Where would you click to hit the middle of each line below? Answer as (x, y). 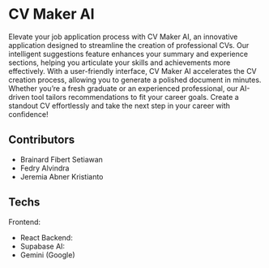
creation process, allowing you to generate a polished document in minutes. (135, 80)
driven (19, 97)
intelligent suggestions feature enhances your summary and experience (128, 54)
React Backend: (46, 237)
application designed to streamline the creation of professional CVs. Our (129, 45)
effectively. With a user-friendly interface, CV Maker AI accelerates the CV (132, 71)
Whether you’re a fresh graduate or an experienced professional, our (123, 88)
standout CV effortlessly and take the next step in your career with (120, 106)
